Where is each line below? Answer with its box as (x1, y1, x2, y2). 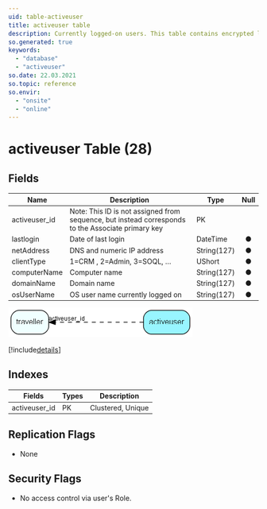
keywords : (8, 46, 41, 55)
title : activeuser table (8, 21, 91, 29)
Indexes (8, 368, 49, 381)
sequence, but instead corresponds (69, 215, 186, 224)
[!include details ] (8, 345, 61, 354)
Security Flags (8, 472, 82, 486)
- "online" (15, 105, 52, 113)
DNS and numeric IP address (69, 245, 164, 255)
